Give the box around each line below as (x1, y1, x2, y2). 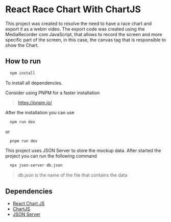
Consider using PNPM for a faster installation (5, 89, 100, 95)
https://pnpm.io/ (17, 100, 52, 106)
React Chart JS (12, 201, 45, 207)
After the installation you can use (5, 109, 75, 115)
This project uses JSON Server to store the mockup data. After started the (5, 147, 161, 154)
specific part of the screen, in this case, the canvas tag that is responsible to (5, 37, 166, 43)
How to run (5, 57, 41, 66)
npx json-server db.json (10, 163, 63, 168)
